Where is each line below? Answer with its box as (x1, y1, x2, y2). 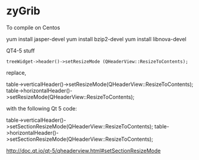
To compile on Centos (6, 24, 60, 31)
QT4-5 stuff (6, 47, 35, 54)
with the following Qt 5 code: (6, 104, 77, 112)
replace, (6, 69, 27, 76)
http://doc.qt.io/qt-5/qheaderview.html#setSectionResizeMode (6, 147, 161, 154)
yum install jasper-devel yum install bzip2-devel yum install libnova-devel (6, 35, 187, 42)
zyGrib (6, 4, 41, 18)
